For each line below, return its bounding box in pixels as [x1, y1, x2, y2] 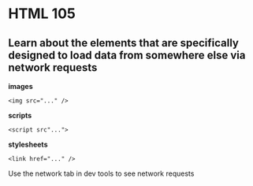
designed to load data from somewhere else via [8, 48, 246, 61]
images [8, 82, 33, 91]
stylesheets [8, 139, 48, 149]
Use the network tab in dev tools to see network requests [8, 169, 195, 178]
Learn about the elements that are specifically [8, 36, 239, 50]
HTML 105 [8, 5, 76, 23]
